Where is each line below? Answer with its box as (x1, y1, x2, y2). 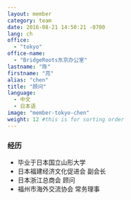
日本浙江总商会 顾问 (17, 175, 75, 184)
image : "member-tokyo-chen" (7, 109, 90, 116)
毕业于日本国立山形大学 (17, 157, 86, 167)
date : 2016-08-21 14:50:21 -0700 (7, 23, 106, 30)
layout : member (7, 10, 52, 18)
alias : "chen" (7, 76, 49, 84)
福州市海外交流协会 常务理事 (17, 184, 100, 193)
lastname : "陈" (7, 63, 51, 70)
